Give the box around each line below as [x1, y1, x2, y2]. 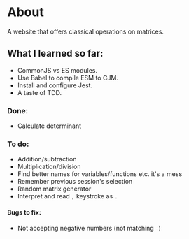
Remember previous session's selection [17, 178, 133, 186]
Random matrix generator [17, 184, 92, 193]
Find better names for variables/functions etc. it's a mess [17, 170, 183, 178]
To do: [7, 139, 29, 149]
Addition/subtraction [17, 155, 77, 164]
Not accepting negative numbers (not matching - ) [17, 224, 161, 232]
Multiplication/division [17, 162, 81, 171]
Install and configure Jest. [17, 81, 93, 89]
